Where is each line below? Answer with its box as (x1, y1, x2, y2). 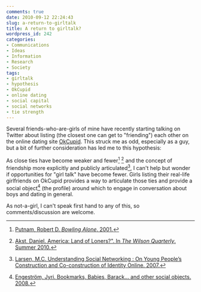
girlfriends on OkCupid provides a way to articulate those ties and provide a (6, 177, 193, 184)
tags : (6, 70, 20, 76)
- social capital (6, 98, 50, 104)
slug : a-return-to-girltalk (6, 20, 77, 26)
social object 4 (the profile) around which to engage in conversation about (6, 183, 187, 191)
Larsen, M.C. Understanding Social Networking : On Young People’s (14, 255, 182, 263)
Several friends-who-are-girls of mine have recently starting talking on (6, 125, 181, 132)
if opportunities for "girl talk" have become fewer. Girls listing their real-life (6, 171, 190, 178)
